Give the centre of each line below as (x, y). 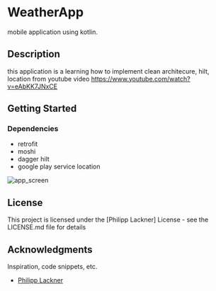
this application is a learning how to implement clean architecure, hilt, (108, 71)
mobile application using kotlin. (52, 32)
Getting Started (42, 109)
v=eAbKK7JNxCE (33, 86)
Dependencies (33, 129)
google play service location (59, 166)
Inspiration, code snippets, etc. (52, 267)
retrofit (28, 144)
